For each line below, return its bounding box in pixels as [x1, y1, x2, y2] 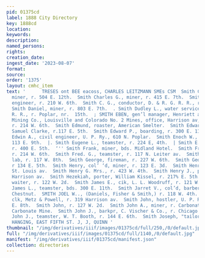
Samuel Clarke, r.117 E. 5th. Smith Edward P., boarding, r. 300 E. [12, 128, 192, 135]
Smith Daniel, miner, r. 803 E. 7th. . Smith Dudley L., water [12, 105, 179, 112]
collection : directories [6, 242, 70, 248]
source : [6, 72, 26, 78]
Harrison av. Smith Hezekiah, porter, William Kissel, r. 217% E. [12, 174, 187, 180]
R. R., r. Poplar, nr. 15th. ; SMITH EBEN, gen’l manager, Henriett [12, 111, 195, 117]
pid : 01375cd [6, 9, 40, 15]
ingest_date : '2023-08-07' [6, 60, 75, 66]
